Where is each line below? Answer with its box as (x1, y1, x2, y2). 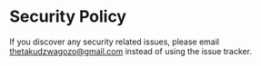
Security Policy (9, 6, 127, 27)
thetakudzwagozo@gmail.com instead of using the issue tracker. (9, 45, 253, 56)
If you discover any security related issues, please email (9, 36, 220, 47)
